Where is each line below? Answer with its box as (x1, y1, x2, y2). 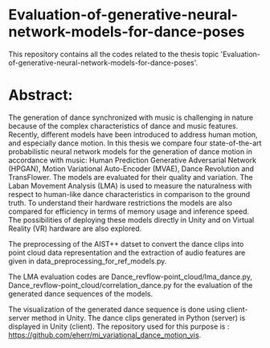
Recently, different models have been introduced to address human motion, (8, 129, 259, 139)
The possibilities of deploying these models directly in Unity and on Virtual (8, 215, 255, 224)
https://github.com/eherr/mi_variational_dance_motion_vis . (8, 330, 202, 339)
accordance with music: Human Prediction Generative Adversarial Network (8, 155, 257, 165)
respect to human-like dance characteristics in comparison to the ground (8, 189, 251, 199)
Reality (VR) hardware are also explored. (8, 223, 142, 233)
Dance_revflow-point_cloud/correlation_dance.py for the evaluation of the (8, 280, 253, 290)
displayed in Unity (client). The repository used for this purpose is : (8, 321, 230, 331)
